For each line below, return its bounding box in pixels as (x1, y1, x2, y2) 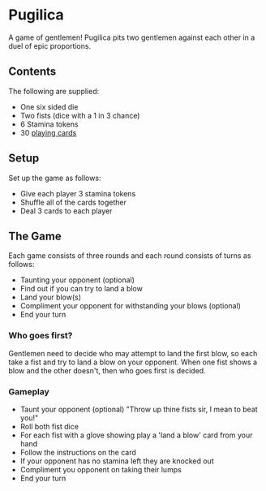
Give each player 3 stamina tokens (19, 188, 136, 198)
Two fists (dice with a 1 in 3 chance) (19, 110, 140, 120)
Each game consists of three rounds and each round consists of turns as (8, 251, 251, 261)
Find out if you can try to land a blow (19, 284, 144, 294)
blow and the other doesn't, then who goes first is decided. (8, 365, 206, 375)
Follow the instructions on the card (19, 447, 136, 457)
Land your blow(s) (19, 292, 81, 302)
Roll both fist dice (19, 421, 79, 431)
